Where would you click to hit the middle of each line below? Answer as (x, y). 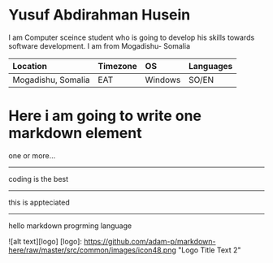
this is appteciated (39, 202)
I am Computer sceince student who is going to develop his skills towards (132, 37)
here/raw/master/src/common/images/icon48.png (92, 250)
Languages (210, 66)
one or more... (32, 155)
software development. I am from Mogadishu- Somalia (100, 45)
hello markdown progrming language (70, 226)
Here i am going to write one (105, 116)
